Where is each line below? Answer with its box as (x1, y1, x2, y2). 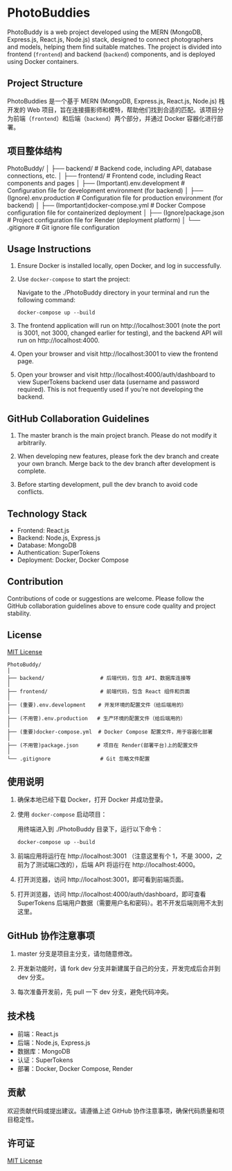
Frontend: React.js (17, 526, 70, 534)
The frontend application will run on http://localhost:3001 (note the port (17, 322, 221, 330)
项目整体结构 (7, 145, 62, 157)
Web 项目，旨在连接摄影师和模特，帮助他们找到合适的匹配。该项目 (26, 106, 218, 114)
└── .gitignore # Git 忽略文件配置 (7, 755, 150, 762)
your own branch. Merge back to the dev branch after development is (17, 460, 216, 468)
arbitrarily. (17, 439, 47, 447)
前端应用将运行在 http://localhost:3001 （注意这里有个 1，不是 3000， (17, 852, 217, 861)
